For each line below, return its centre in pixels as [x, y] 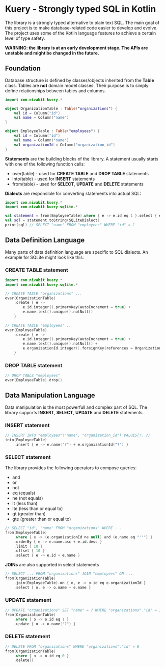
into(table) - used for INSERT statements [53, 179]
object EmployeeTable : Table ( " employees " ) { [52, 131]
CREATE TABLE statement [37, 270]
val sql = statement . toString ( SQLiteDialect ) [52, 220]
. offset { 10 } [29, 551]
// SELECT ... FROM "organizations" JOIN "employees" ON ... [69, 574]
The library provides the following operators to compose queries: [71, 468]
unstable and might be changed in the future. [52, 53]
